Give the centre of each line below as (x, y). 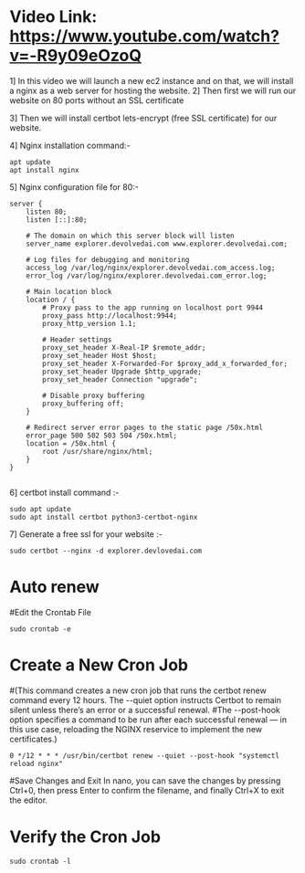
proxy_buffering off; (84, 404)
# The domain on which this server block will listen (130, 236)
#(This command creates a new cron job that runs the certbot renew (138, 690)
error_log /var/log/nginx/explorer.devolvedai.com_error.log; (147, 276)
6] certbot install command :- (64, 492)
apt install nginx (44, 170)
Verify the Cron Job (85, 836)
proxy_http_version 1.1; (89, 323)
